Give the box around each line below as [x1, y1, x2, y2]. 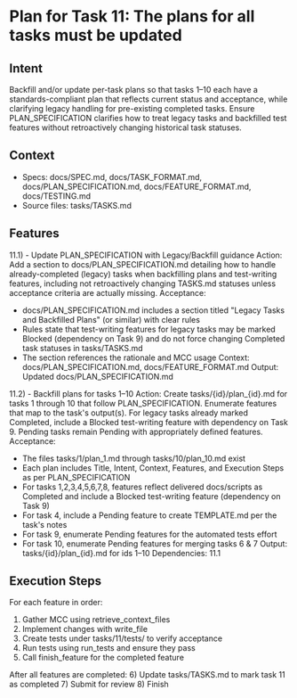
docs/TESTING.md [21, 190, 92, 201]
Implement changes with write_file [21, 624, 148, 635]
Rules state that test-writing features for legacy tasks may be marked [21, 324, 276, 334]
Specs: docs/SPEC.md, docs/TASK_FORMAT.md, [21, 171, 203, 182]
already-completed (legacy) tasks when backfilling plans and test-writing [9, 268, 277, 279]
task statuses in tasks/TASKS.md [21, 342, 144, 353]
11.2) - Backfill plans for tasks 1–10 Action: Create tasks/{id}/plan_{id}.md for [9, 388, 288, 398]
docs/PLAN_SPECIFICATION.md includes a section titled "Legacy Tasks [21, 305, 285, 316]
